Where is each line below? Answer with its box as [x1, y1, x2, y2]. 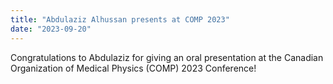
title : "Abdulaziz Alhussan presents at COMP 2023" [10, 14, 230, 25]
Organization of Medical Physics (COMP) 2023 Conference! [10, 62, 257, 74]
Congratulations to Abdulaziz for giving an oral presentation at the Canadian [10, 51, 324, 63]
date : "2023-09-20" [10, 24, 92, 34]
